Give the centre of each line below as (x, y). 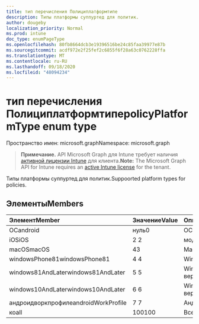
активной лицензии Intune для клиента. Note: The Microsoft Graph (103, 161)
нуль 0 (141, 230)
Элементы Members (45, 203)
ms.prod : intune (26, 34)
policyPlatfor (156, 114)
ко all (16, 312)
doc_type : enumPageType (36, 39)
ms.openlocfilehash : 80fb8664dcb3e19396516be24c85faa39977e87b (86, 45)
